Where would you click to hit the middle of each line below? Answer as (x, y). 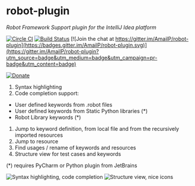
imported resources (39, 135)
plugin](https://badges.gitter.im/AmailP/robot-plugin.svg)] (76, 45)
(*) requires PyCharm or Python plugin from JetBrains (72, 165)
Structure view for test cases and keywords (68, 154)
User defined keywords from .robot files (63, 104)
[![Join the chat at (92, 39)
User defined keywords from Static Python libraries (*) (81, 111)
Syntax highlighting (38, 86)
